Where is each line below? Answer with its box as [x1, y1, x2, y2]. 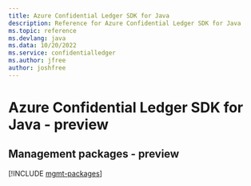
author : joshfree [8, 64, 66, 72]
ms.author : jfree [8, 57, 66, 65]
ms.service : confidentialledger [8, 49, 116, 57]
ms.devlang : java [8, 34, 66, 42]
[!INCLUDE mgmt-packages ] [8, 168, 102, 178]
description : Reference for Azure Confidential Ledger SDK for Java [8, 19, 241, 27]
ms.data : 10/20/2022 [8, 42, 78, 50]
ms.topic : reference [8, 26, 78, 34]
